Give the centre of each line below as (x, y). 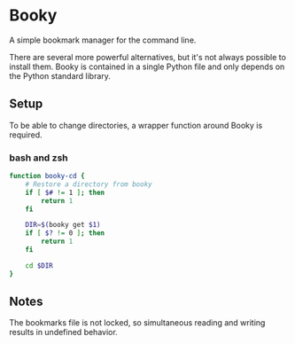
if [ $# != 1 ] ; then (65, 192)
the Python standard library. (60, 75)
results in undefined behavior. (63, 332)
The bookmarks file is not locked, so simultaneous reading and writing (137, 323)
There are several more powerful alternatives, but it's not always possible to (147, 57)
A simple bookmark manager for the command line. (103, 40)
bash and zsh (39, 158)
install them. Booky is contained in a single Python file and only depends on (147, 66)
